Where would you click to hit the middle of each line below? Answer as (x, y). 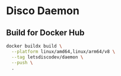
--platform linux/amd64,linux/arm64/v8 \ (63, 51)
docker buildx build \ (34, 46)
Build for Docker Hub (45, 33)
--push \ (22, 62)
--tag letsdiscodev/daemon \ (47, 57)
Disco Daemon (43, 11)
